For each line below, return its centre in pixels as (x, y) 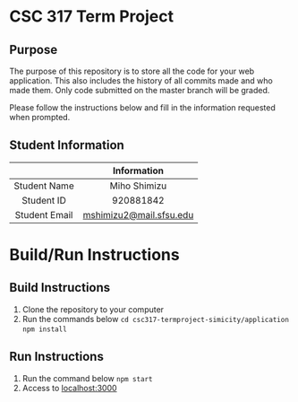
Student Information (67, 145)
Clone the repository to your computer (93, 309)
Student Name (44, 186)
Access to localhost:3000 (70, 388)
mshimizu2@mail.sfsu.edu (138, 214)
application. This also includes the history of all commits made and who (141, 81)
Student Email (44, 214)
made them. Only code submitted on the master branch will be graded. (140, 90)
